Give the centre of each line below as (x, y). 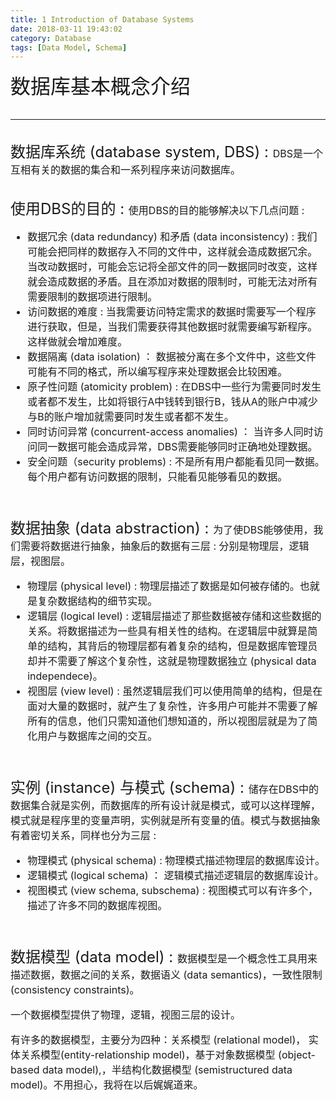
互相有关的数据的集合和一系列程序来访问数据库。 (126, 170)
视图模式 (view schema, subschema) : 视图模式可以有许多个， (173, 891)
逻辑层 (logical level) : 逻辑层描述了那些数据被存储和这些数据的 (174, 616)
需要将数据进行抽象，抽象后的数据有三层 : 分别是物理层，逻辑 (165, 546)
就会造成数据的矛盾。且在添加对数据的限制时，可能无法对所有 (172, 282)
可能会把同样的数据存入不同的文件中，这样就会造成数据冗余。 (172, 252)
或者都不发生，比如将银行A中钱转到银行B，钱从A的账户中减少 (172, 402)
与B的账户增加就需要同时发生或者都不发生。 (131, 417)
